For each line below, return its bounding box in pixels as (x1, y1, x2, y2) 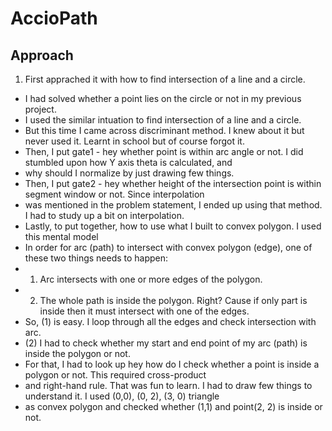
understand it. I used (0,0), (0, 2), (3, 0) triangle (24, 390, 220, 402)
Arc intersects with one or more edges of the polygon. (39, 273, 263, 285)
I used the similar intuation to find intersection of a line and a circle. (24, 114, 302, 126)
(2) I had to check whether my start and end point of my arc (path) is (24, 337, 308, 349)
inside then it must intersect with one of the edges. (39, 305, 250, 317)
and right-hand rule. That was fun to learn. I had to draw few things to (24, 380, 313, 391)
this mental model (24, 231, 99, 242)
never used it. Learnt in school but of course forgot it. (24, 135, 245, 147)
